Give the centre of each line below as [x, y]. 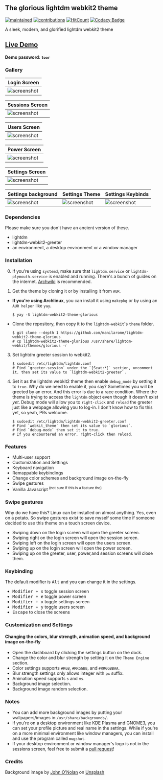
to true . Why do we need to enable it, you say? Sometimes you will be [82, 386]
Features [16, 447]
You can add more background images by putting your [67, 712]
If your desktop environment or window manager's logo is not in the [81, 743]
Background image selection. [42, 684]
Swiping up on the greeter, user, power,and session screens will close [82, 553]
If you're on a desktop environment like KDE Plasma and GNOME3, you [83, 723]
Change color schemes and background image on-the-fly [70, 478]
